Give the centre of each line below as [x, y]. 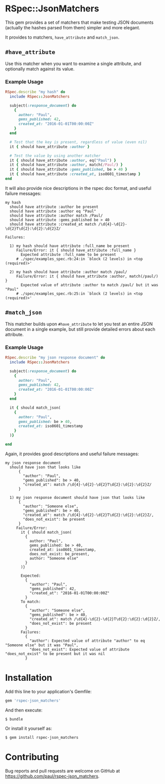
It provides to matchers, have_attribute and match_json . [62, 37]
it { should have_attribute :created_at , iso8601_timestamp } [75, 174]
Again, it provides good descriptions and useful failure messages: [72, 454]
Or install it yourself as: [28, 728]
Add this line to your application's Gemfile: [48, 691]
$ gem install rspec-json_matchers [42, 737]
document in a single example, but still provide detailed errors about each [80, 329]
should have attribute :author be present [54, 207]
